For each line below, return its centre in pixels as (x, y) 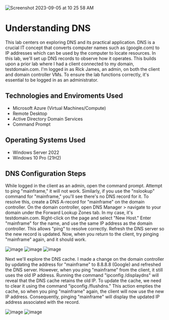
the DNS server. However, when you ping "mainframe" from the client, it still (84, 270)
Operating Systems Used (45, 140)
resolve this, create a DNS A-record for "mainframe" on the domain (75, 202)
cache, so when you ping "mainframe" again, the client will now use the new (84, 292)
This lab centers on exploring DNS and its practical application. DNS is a (80, 42)
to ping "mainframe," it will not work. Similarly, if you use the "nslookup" (80, 191)
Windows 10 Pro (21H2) (37, 157)
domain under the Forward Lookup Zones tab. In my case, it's (69, 213)
